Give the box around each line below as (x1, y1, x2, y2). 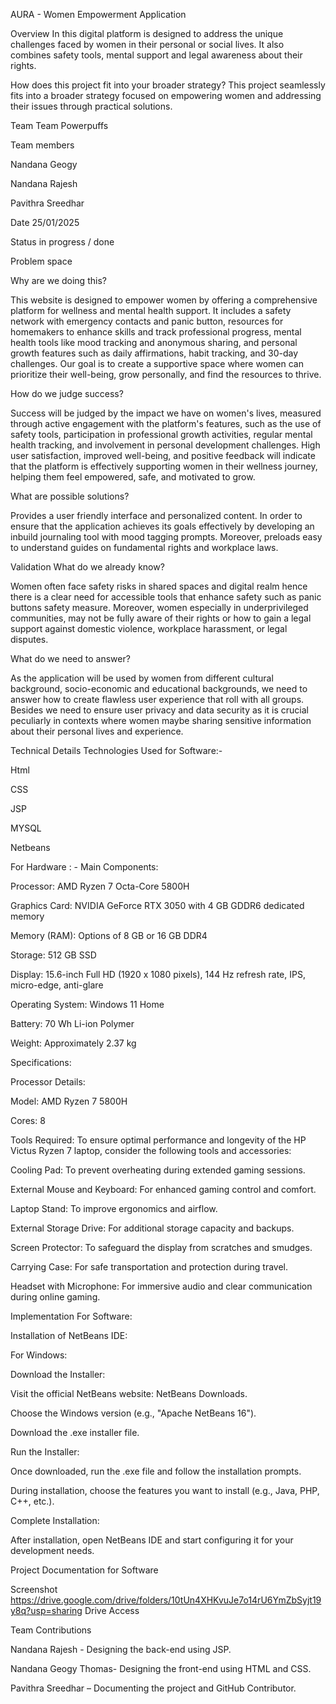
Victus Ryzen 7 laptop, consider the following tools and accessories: (10, 1145, 292, 1156)
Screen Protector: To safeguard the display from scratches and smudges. (10, 1242, 313, 1253)
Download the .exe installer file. (10, 1427, 140, 1438)
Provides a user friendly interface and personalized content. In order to (10, 510, 303, 521)
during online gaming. (10, 1291, 101, 1303)
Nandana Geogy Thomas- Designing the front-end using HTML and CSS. (10, 1663, 312, 1674)
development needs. (10, 1545, 95, 1556)
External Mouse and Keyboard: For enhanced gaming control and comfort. (10, 1184, 317, 1195)
